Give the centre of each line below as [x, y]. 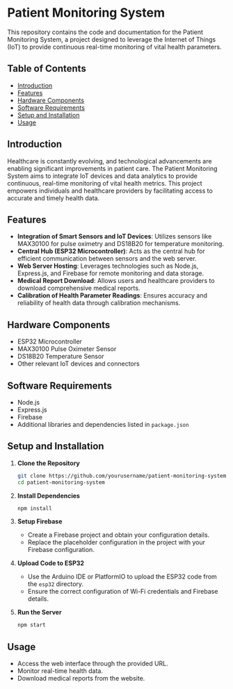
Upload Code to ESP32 [51, 563]
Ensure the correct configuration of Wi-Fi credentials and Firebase [123, 592]
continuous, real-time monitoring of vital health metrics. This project [105, 183]
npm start [32, 625]
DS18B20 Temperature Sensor [61, 357]
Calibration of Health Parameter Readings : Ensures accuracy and [112, 295]
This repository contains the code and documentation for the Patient [105, 32]
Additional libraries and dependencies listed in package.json [103, 424]
